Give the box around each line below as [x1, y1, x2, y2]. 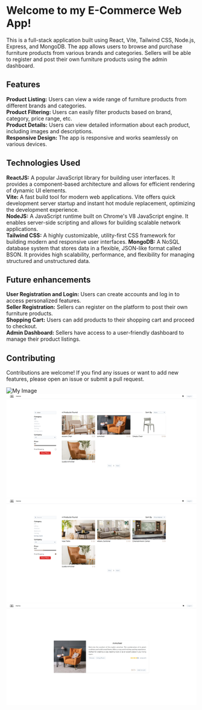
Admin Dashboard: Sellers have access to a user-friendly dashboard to [6, 329, 185, 337]
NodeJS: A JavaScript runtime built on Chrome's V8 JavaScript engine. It [6, 212, 189, 220]
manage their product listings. [6, 335, 81, 343]
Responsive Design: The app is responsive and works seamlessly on [6, 134, 178, 141]
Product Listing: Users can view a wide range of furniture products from [6, 95, 187, 103]
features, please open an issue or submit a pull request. [6, 375, 145, 383]
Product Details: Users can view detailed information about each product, [6, 121, 191, 128]
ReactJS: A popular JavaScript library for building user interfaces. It [6, 174, 175, 181]
